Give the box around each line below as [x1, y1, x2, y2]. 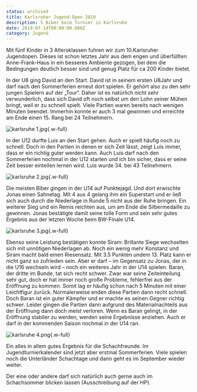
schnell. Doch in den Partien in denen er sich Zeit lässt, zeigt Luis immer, [6, 143, 182, 150]
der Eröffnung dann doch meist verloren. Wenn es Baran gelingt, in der [6, 307, 178, 314]
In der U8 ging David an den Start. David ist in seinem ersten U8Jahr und [6, 77, 182, 84]
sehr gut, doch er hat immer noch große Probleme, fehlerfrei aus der [6, 276, 172, 283]
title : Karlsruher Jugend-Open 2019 [6, 14, 96, 20]
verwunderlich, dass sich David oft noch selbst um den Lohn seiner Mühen [6, 95, 188, 103]
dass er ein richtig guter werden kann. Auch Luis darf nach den [6, 149, 159, 156]
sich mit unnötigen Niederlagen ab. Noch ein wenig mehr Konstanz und [6, 245, 179, 252]
